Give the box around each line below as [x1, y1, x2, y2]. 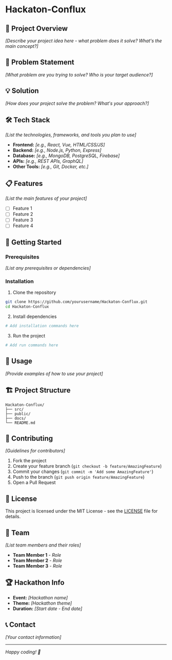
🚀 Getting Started [5, 238, 62, 247]
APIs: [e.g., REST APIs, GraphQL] [12, 158, 83, 164]
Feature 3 [12, 217, 33, 223]
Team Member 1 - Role [12, 552, 61, 558]
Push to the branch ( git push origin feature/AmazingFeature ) [12, 474, 145, 480]
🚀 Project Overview [5, 24, 68, 33]
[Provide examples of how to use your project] [5, 370, 103, 376]
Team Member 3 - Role [12, 563, 62, 569]
